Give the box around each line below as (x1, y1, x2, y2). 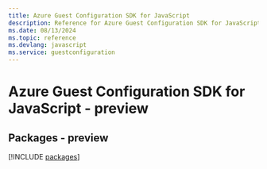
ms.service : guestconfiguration (8, 48, 115, 56)
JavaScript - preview (8, 100, 149, 117)
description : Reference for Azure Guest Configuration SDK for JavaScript (8, 19, 261, 27)
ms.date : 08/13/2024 (8, 26, 77, 34)
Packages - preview (8, 131, 109, 144)
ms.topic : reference (8, 33, 77, 42)
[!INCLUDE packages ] (8, 152, 80, 161)
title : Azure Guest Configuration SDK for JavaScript (8, 11, 191, 20)
